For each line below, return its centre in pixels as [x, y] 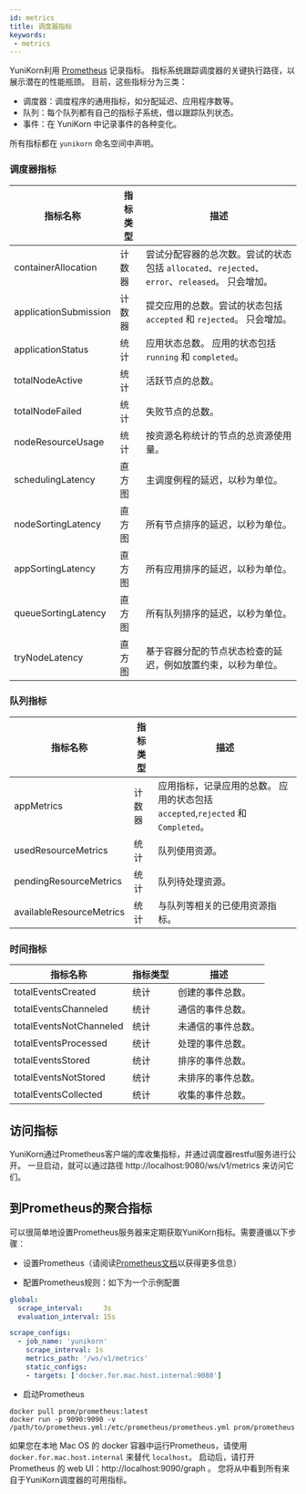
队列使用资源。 [190, 851]
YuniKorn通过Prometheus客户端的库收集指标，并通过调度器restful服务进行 [149, 1154]
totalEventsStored [52, 1060]
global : [24, 1300]
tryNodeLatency [49, 657]
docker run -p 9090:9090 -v [63, 1419]
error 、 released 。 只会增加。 [209, 281]
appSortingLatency [55, 569]
